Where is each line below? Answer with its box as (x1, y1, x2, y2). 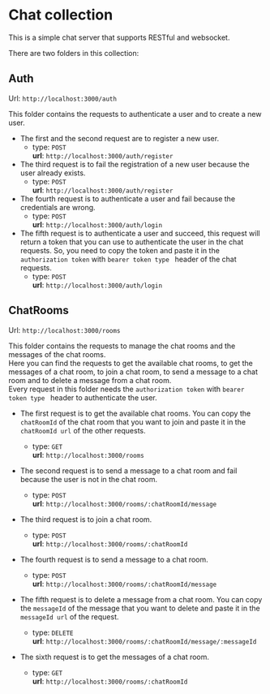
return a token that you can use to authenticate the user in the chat (19, 237, 244, 247)
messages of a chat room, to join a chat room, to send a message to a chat (8, 367, 258, 377)
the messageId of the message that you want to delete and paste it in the (19, 603, 261, 613)
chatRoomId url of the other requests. (19, 425, 146, 435)
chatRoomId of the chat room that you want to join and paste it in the (19, 416, 246, 427)
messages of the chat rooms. (8, 349, 106, 359)
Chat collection (8, 6, 114, 24)
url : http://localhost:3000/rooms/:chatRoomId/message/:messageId (32, 636, 257, 646)
